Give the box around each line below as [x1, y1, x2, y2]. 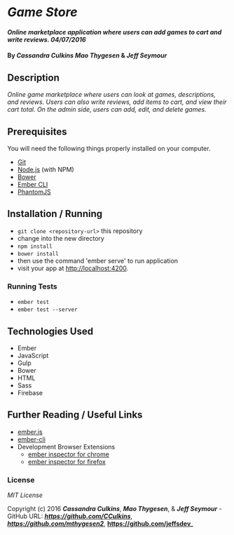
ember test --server [17, 306, 78, 313]
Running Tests [7, 282, 57, 291]
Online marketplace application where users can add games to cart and [7, 27, 222, 36]
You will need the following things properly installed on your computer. [7, 145, 211, 152]
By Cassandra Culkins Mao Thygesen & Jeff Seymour [7, 51, 167, 60]
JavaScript [17, 351, 49, 359]
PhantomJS [17, 187, 51, 196]
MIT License [7, 491, 43, 499]
